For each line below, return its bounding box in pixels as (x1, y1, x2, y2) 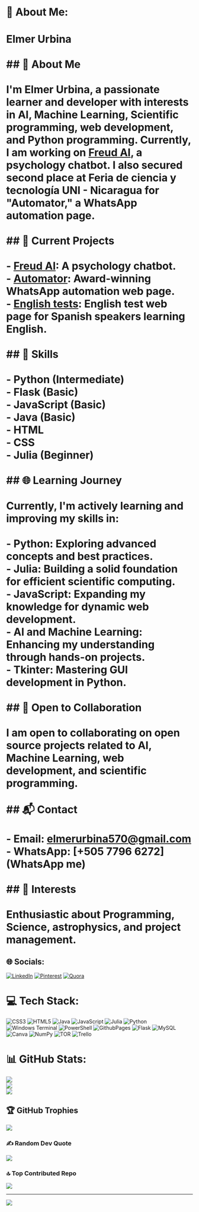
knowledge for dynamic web (6, 600, 149, 613)
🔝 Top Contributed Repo (6, 1169, 77, 1178)
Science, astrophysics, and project (6, 921, 181, 934)
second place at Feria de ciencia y (6, 171, 176, 184)
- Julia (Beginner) (6, 448, 94, 462)
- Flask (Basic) (6, 386, 79, 399)
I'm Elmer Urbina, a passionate (6, 83, 160, 97)
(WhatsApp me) (6, 857, 86, 871)
